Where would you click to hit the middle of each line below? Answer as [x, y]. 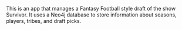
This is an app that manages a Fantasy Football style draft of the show [91, 9]
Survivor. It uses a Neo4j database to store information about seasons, [92, 15]
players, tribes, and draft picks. [44, 21]
